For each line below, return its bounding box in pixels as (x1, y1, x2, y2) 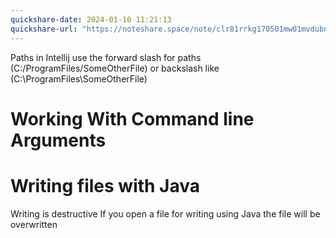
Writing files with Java (10, 174, 201, 197)
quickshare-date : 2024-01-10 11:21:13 (10, 14, 172, 25)
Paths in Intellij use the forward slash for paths (10, 51, 202, 63)
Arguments (10, 129, 107, 151)
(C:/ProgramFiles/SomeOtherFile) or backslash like (10, 62, 220, 74)
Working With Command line (10, 107, 255, 130)
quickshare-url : (10, 24, 78, 34)
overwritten (10, 218, 58, 230)
